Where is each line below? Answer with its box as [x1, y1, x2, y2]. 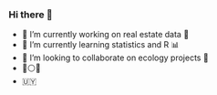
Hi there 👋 [8, 8, 54, 21]
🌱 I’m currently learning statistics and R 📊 [21, 39, 180, 50]
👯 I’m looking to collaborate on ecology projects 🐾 [21, 52, 209, 63]
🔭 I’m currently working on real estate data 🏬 [21, 29, 190, 40]
